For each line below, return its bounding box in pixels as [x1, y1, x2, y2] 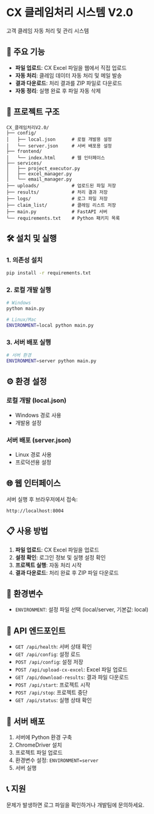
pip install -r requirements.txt [6, 270, 91, 276]
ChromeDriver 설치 [15, 741, 62, 749]
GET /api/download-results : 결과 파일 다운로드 [15, 674, 129, 681]
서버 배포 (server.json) [6, 436, 72, 444]
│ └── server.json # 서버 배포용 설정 [6, 143, 113, 149]
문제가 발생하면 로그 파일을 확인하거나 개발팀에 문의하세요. [6, 801, 145, 808]
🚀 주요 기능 [6, 47, 46, 57]
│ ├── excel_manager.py [6, 171, 72, 177]
